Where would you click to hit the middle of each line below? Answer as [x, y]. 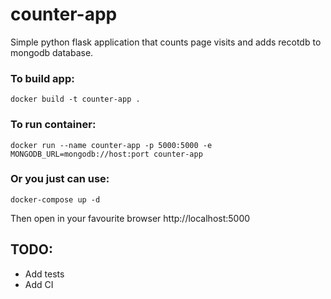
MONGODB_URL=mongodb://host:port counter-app [106, 154]
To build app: [42, 78]
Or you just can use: [60, 179]
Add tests [44, 274]
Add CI [39, 284]
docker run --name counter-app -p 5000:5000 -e [111, 145]
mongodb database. [52, 52]
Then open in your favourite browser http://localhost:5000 [130, 218]
